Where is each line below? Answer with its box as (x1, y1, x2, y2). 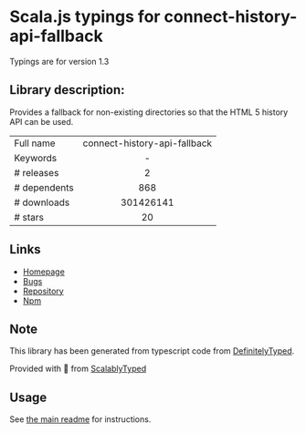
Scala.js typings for (9, 6, 161, 27)
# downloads (14, 196, 70, 209)
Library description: (9, 82, 125, 98)
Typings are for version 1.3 (9, 56, 110, 67)
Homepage (22, 266, 66, 277)
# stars (14, 211, 44, 223)
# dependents (14, 180, 75, 193)
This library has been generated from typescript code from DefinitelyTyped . (9, 345, 295, 356)
